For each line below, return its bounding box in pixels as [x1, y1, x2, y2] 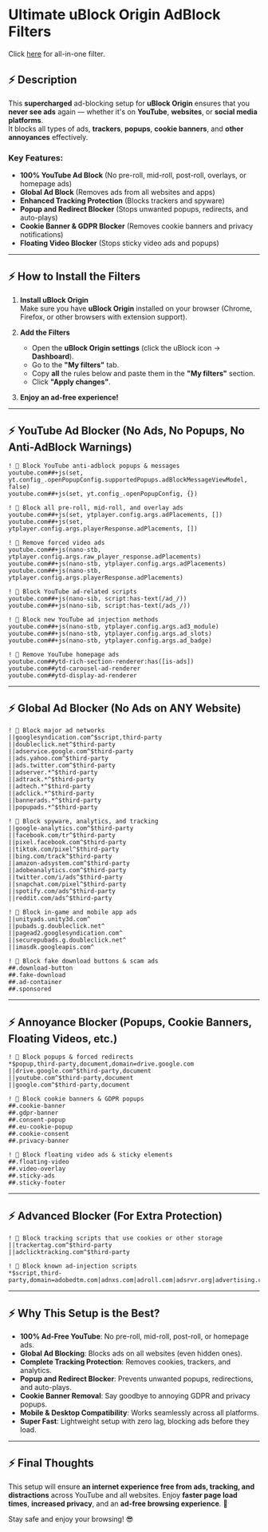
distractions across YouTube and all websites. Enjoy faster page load [8, 1490, 238, 1499]
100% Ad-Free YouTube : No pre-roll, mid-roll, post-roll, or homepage [19, 1332, 249, 1341]
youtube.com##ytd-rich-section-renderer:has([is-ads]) [8, 657, 195, 665]
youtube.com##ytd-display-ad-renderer [8, 671, 137, 680]
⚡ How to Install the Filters [8, 270, 141, 284]
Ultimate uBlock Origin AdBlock [8, 6, 221, 24]
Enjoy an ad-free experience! [19, 392, 119, 402]
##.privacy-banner [8, 1137, 69, 1145]
